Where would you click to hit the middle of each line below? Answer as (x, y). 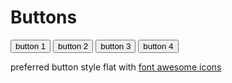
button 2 (73, 46)
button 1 (31, 46)
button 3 (116, 46)
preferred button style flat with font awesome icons (116, 67)
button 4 (158, 46)
